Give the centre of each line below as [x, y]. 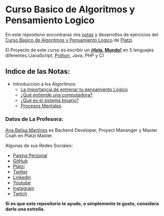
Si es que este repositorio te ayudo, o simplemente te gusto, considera [82, 204]
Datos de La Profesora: [34, 119]
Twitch [20, 194]
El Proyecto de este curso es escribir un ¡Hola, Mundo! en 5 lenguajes [80, 50]
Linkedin [22, 178]
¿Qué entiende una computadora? [56, 95]
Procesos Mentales [41, 106]
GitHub [20, 161]
